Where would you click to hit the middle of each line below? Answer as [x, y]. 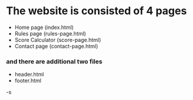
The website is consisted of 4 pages [97, 11]
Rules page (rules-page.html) [50, 33]
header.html [29, 75]
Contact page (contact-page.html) [56, 46]
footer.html [28, 80]
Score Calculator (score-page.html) [58, 40]
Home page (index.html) [44, 27]
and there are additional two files [54, 62]
